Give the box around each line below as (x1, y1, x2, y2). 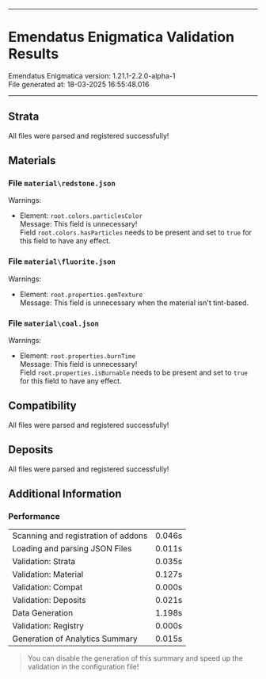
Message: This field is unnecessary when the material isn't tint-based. (19, 298, 249, 307)
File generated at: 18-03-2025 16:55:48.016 (8, 79, 150, 89)
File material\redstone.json (8, 177, 116, 189)
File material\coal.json (8, 318, 99, 329)
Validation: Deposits (12, 595, 86, 606)
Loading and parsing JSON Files (12, 544, 132, 555)
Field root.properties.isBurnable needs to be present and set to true (19, 368, 248, 377)
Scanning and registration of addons (12, 530, 148, 541)
